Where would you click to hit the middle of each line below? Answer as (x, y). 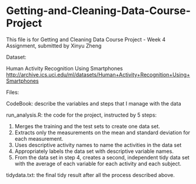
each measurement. (39, 138)
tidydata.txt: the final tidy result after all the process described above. (90, 175)
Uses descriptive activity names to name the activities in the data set (98, 145)
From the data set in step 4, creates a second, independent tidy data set (102, 157)
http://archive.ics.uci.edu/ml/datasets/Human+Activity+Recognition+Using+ (98, 74)
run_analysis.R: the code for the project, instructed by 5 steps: (82, 115)
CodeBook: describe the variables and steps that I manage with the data (94, 103)
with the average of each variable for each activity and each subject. (98, 163)
